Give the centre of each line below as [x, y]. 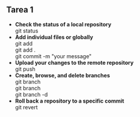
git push [25, 69]
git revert [26, 107]
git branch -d [31, 94]
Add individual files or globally [54, 37]
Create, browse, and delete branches [62, 75]
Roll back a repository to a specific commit [70, 101]
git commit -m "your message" [53, 56]
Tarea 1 [20, 10]
